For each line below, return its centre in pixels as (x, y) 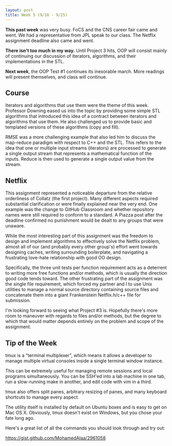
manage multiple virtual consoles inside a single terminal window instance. (84, 361)
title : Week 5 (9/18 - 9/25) (36, 15)
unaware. (15, 226)
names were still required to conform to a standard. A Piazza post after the (84, 215)
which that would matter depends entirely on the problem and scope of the (84, 322)
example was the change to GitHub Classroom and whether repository (80, 209)
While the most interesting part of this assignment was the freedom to (79, 236)
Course (17, 93)
